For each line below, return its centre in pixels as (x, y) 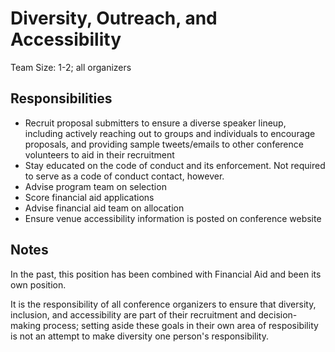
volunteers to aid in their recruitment (99, 154)
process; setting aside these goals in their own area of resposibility (180, 325)
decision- (278, 314)
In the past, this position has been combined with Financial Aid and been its (166, 274)
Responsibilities (61, 98)
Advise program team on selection (95, 186)
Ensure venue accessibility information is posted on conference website (173, 218)
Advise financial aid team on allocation (104, 208)
